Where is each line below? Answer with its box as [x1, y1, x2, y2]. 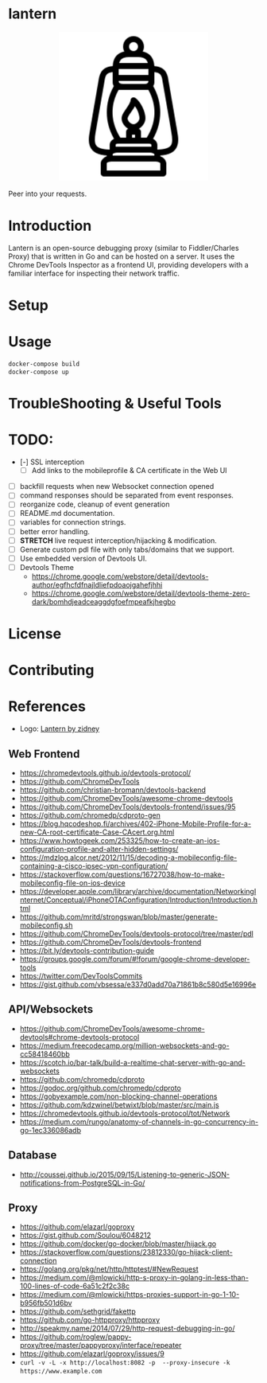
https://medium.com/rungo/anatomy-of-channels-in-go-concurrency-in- [19, 1116, 259, 1127]
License [8, 625, 62, 643]
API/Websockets [8, 1002, 94, 1016]
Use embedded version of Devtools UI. [19, 553, 147, 563]
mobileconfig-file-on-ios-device [19, 877, 126, 888]
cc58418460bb [19, 1049, 70, 1059]
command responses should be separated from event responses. [19, 490, 234, 500]
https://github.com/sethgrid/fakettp [19, 1307, 137, 1316]
